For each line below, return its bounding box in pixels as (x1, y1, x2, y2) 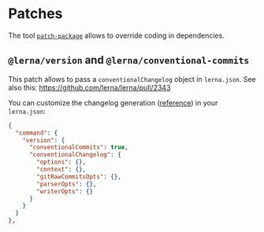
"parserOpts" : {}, (36, 180, 97, 188)
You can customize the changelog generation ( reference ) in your (8, 98, 218, 107)
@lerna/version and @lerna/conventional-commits (8, 53, 250, 67)
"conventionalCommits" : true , (28, 143, 128, 152)
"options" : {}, (36, 158, 87, 166)
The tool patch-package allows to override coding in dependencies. (8, 31, 225, 40)
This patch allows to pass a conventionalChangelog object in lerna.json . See (8, 74, 256, 83)
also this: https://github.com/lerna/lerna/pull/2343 (8, 83, 171, 92)
